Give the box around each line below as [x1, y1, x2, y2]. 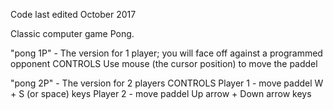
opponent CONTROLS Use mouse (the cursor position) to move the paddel [10, 58, 318, 69]
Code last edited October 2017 [10, 9, 137, 20]
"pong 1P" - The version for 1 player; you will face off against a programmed [10, 47, 323, 59]
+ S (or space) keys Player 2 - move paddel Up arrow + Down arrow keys [10, 88, 312, 99]
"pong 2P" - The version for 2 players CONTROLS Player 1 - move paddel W [10, 77, 324, 89]
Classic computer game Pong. [10, 28, 135, 39]
